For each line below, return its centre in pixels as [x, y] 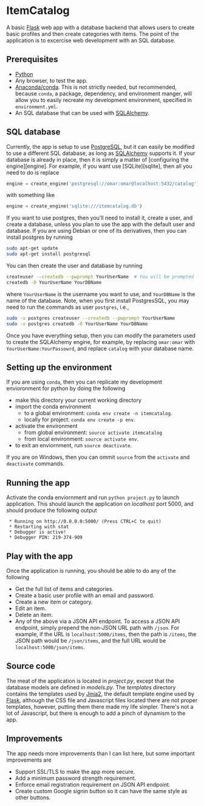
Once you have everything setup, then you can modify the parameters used [101, 336]
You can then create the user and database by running [74, 266]
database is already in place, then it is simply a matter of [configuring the [98, 159]
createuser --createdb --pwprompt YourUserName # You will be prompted [100, 277]
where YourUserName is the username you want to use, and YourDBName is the [101, 294]
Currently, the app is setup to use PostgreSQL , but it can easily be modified [100, 146]
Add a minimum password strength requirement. [76, 778]
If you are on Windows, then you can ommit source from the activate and [98, 457]
